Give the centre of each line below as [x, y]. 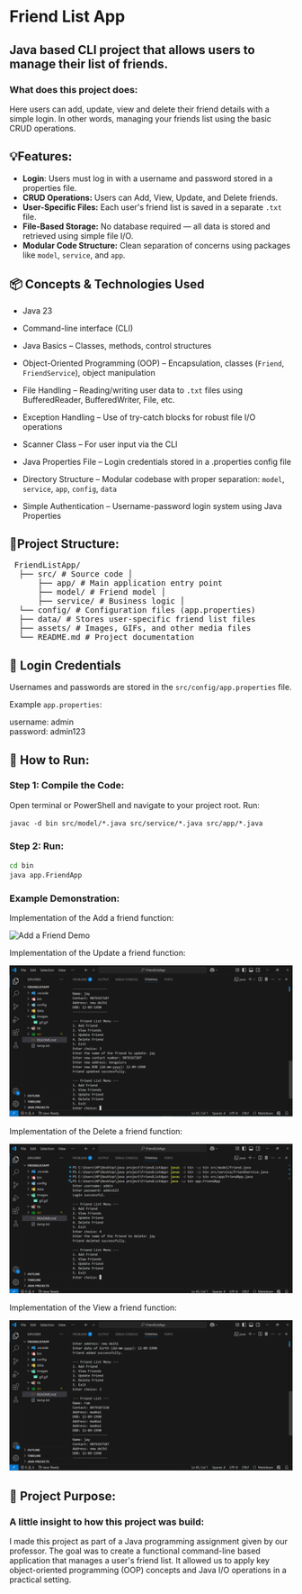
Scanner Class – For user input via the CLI [100, 444]
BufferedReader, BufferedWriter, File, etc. [98, 399]
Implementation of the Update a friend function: [98, 953]
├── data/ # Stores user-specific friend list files [137, 619]
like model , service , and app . [74, 255]
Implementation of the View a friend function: [93, 1307]
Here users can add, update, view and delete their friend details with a [139, 109]
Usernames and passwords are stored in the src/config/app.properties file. [151, 688]
